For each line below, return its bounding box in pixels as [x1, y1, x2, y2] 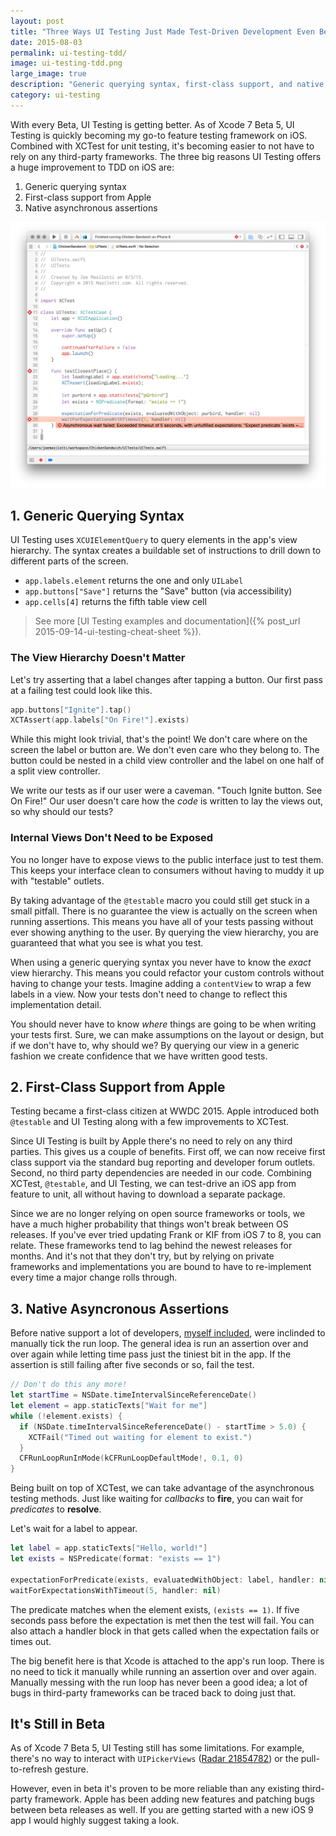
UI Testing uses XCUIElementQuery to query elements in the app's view [10, 534, 298, 546]
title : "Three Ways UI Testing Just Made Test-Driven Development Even [10, 26, 315, 37]
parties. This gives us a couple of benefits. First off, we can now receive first [10, 1146, 326, 1158]
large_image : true [10, 69, 87, 79]
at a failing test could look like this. [10, 684, 153, 696]
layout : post [10, 16, 65, 26]
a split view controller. [10, 765, 101, 777]
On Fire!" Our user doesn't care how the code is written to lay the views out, [10, 795, 324, 807]
